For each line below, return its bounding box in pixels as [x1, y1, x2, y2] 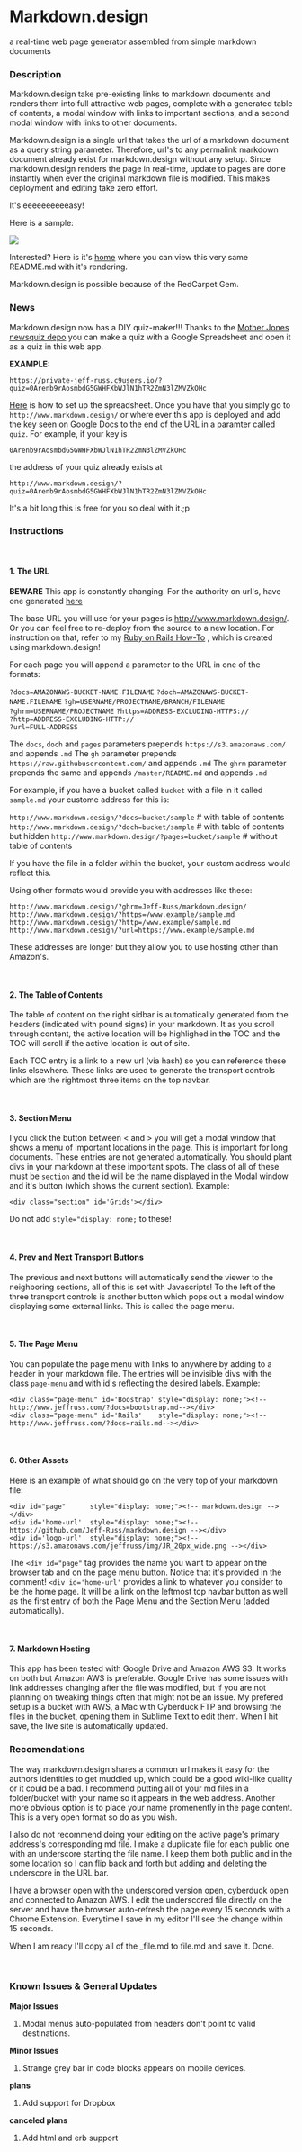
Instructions [9, 525, 65, 538]
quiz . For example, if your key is [9, 428, 128, 439]
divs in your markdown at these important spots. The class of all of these [9, 1162, 280, 1172]
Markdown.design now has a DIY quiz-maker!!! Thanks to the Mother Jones [9, 321, 289, 332]
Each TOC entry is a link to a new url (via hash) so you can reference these [9, 1055, 287, 1066]
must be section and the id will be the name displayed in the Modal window [9, 1171, 289, 1181]
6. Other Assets [9, 1455, 69, 1466]
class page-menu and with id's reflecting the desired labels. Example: [9, 1378, 261, 1388]
